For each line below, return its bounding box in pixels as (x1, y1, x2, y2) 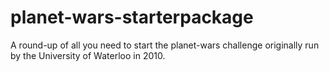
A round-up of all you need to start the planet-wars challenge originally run (10, 39, 320, 51)
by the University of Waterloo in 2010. (10, 49, 166, 61)
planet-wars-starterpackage (10, 6, 254, 29)
